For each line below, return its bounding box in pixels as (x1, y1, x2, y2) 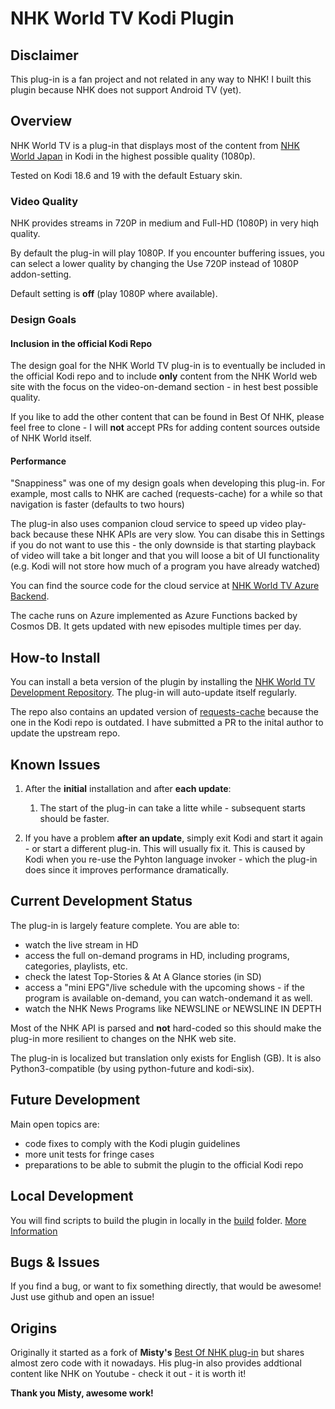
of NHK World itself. (10, 432, 92, 444)
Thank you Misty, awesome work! (10, 1387, 154, 1399)
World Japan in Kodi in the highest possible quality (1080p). (10, 150, 256, 162)
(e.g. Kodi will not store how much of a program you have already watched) (10, 560, 321, 572)
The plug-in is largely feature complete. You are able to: (10, 919, 240, 931)
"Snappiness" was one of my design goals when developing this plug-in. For (10, 477, 326, 489)
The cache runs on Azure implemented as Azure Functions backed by (10, 610, 298, 622)
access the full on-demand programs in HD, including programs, (24, 949, 290, 961)
